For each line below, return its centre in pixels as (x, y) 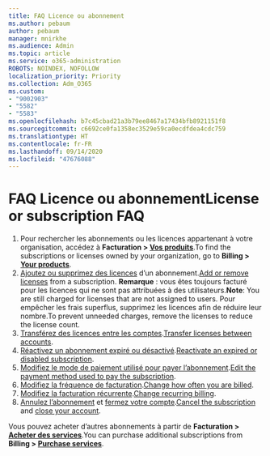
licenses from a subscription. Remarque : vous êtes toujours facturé (133, 282)
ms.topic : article (39, 53)
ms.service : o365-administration (65, 62)
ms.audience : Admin (41, 46)
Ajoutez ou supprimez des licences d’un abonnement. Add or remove (134, 273)
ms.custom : (27, 91)
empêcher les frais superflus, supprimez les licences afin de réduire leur (141, 308)
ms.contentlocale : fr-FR (50, 144)
